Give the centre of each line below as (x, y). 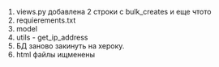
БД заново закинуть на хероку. (70, 46)
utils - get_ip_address (52, 37)
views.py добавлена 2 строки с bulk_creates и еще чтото (114, 12)
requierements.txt (46, 20)
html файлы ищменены (56, 54)
